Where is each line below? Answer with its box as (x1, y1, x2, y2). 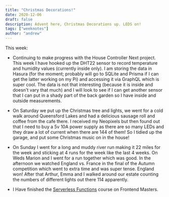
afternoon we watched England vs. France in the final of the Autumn (12, 161, 155, 166)
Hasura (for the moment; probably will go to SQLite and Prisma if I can (12, 71, 159, 76)
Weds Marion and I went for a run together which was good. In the (12, 155, 151, 161)
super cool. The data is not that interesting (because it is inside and (12, 82, 153, 88)
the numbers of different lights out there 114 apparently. (12, 177, 129, 182)
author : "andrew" (5, 31, 42, 36)
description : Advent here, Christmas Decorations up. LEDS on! (5, 21, 142, 27)
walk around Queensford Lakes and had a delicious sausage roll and (12, 113, 155, 119)
